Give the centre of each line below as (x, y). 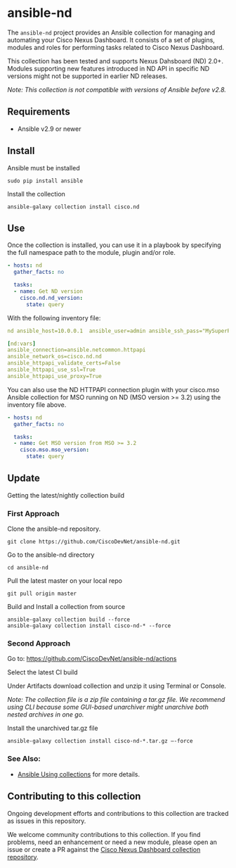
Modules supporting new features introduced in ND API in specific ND (109, 68)
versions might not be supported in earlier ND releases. (87, 76)
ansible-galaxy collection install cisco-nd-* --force (89, 626)
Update (24, 478)
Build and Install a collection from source (66, 607)
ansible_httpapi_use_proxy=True (54, 376)
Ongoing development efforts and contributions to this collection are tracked (118, 813)
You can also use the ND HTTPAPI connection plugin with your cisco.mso (113, 389)
